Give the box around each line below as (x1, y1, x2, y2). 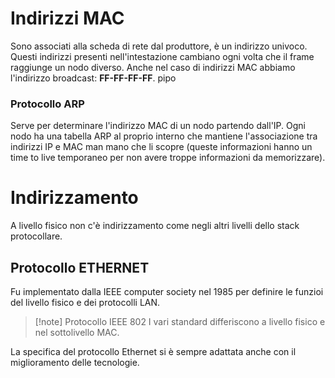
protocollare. (10, 230, 63, 242)
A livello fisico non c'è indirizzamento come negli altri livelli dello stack (10, 220, 300, 232)
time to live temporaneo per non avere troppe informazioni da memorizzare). (10, 152, 326, 164)
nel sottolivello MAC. (34, 326, 120, 338)
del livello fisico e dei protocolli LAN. (10, 296, 161, 308)
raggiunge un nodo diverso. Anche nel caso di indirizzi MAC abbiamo (10, 61, 296, 73)
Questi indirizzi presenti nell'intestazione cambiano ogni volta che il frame (10, 50, 315, 62)
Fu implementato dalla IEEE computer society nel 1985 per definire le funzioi (10, 285, 324, 297)
